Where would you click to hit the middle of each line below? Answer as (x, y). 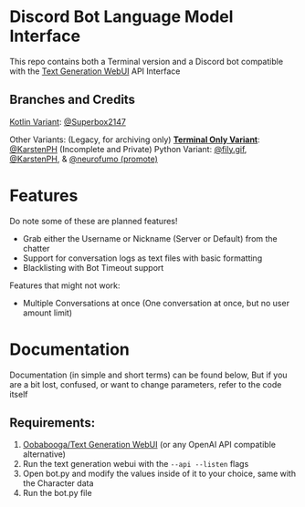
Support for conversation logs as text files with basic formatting (142, 258)
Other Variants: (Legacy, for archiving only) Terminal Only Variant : (135, 140)
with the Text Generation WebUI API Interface (95, 71)
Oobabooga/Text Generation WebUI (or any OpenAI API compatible (149, 445)
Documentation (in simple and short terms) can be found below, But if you (148, 375)
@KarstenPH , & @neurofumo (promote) (84, 159)
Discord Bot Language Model (121, 17)
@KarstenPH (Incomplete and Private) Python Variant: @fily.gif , (128, 149)
